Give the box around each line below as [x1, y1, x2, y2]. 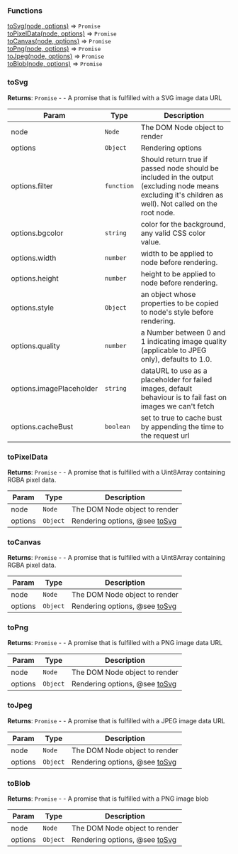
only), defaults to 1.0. [140, 354, 212, 364]
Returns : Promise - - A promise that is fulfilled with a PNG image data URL [7, 639, 223, 647]
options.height [11, 273, 59, 283]
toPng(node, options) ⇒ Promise [7, 45, 101, 53]
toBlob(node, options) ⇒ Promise [7, 60, 103, 68]
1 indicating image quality [140, 336, 227, 346]
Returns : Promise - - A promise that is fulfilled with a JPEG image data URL [7, 716, 225, 725]
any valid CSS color [140, 228, 206, 238]
